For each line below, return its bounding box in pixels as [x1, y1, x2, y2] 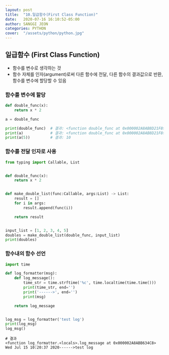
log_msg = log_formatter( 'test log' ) [5, 317, 84, 322]
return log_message [14, 303, 55, 308]
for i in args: [14, 201, 46, 206]
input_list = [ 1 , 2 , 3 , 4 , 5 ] [5, 228, 69, 233]
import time [5, 262, 30, 267]
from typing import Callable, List [5, 159, 80, 165]
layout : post [5, 7, 33, 13]
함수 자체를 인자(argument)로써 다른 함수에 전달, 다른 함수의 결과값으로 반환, [12, 71, 163, 77]
